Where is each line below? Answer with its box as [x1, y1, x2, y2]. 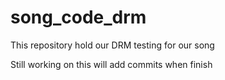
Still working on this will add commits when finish [10, 58, 213, 70]
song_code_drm [10, 6, 147, 29]
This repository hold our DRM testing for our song [10, 39, 215, 51]
